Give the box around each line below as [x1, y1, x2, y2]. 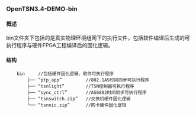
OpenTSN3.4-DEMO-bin [6, 5, 78, 13]
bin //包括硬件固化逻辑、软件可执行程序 [17, 71, 114, 77]
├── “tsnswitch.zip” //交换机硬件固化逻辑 [27, 96, 131, 102]
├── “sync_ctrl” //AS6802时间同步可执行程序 [27, 90, 147, 96]
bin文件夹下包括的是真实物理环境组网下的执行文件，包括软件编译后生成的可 [6, 34, 191, 41]
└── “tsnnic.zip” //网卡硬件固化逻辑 [27, 102, 127, 108]
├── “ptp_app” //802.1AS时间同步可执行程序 [27, 77, 150, 83]
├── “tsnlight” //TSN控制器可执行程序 [27, 83, 134, 90]
